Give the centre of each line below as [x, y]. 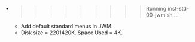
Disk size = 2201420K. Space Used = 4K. [71, 33]
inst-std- [178, 9]
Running [156, 9]
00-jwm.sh [159, 15]
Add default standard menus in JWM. [67, 26]
